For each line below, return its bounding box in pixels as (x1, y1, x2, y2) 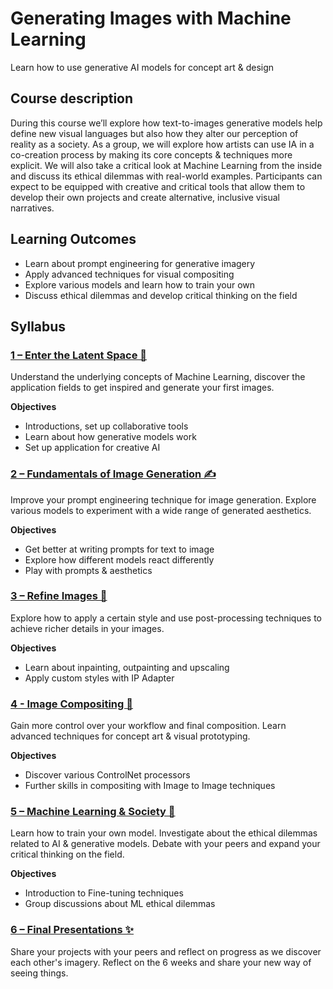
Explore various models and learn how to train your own (24, 278, 256, 291)
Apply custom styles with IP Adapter (24, 672, 175, 684)
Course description (10, 90, 134, 107)
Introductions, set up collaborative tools (24, 420, 189, 432)
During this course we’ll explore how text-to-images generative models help (10, 117, 323, 129)
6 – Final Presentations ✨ (10, 923, 134, 937)
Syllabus (10, 318, 67, 335)
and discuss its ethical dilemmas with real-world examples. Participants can (10, 170, 323, 182)
